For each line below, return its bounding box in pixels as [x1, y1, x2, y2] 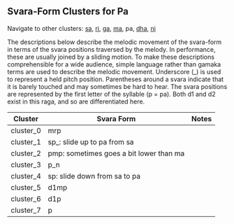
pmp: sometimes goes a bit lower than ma [47, 148, 185, 158]
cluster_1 [10, 136, 42, 146]
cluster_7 [10, 205, 42, 215]
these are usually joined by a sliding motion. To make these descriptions [7, 52, 215, 61]
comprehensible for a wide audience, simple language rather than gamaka [7, 59, 221, 69]
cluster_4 [10, 171, 42, 181]
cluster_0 [10, 125, 42, 135]
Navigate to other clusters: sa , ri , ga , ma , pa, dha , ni [7, 24, 156, 32]
